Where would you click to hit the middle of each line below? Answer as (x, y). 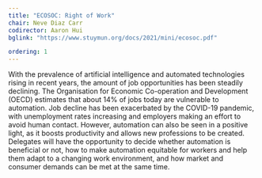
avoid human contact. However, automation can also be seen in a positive (128, 125)
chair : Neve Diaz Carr (46, 23)
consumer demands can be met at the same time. (89, 167)
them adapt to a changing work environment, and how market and (116, 158)
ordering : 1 (28, 52)
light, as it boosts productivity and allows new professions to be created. (127, 133)
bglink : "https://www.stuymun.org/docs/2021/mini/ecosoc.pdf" (113, 38)
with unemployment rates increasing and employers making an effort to (125, 116)
